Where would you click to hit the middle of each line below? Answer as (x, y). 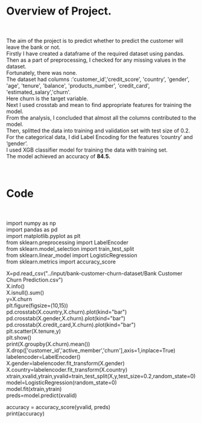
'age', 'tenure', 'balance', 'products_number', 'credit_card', (78, 85)
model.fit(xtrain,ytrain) (34, 389)
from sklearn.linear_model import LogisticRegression (72, 255)
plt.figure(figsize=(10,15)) (37, 305)
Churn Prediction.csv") (35, 280)
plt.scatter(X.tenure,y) (34, 331)
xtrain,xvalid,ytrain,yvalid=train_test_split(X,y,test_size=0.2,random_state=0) (101, 376)
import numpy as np (31, 223)
